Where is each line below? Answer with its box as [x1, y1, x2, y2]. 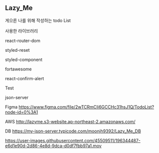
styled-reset [5, 47, 30, 53]
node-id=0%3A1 [5, 109, 38, 115]
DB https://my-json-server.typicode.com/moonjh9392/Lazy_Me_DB [5, 128, 141, 134]
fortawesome [5, 66, 32, 72]
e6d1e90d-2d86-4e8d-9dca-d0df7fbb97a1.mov [5, 143, 102, 149]
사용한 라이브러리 [5, 28, 38, 34]
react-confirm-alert [5, 75, 44, 81]
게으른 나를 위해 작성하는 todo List [5, 17, 71, 23]
